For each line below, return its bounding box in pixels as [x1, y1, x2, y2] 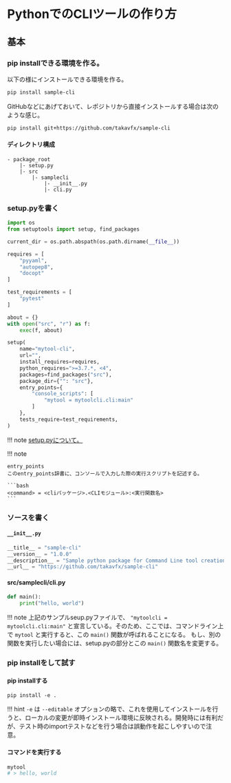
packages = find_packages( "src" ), [19, 371, 112, 378]
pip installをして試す [7, 658, 76, 668]
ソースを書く [7, 512, 49, 522]
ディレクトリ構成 [7, 140, 56, 149]
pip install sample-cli [7, 89, 76, 96]
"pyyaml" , [19, 257, 48, 264]
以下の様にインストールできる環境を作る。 [7, 75, 128, 83]
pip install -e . [7, 692, 57, 699]
